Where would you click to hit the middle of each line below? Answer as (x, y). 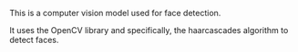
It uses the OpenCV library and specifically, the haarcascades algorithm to (149, 30)
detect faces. (34, 40)
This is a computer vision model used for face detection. (115, 13)
